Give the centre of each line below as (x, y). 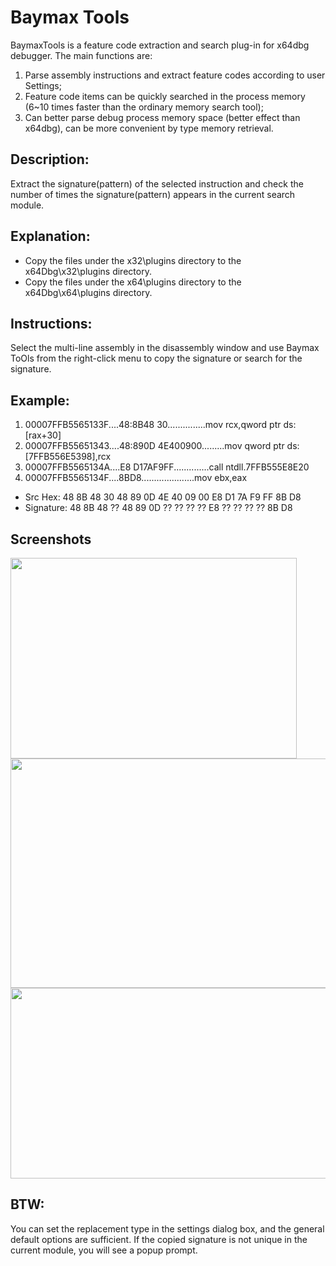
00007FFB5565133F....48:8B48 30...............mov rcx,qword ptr (153, 425)
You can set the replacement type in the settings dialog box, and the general (167, 1228)
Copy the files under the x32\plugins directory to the (133, 260)
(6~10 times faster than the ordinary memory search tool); (144, 107)
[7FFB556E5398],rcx (68, 457)
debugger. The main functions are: (81, 55)
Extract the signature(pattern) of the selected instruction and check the (157, 183)
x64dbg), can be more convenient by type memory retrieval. (149, 128)
